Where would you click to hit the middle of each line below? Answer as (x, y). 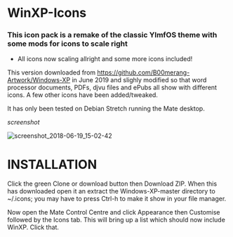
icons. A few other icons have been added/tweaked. (82, 95)
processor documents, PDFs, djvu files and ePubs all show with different (112, 88)
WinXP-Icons (47, 13)
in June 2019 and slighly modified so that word (139, 80)
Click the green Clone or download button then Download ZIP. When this (112, 184)
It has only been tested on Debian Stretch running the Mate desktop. (106, 109)
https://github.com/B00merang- (144, 72)
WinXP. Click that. (33, 227)
